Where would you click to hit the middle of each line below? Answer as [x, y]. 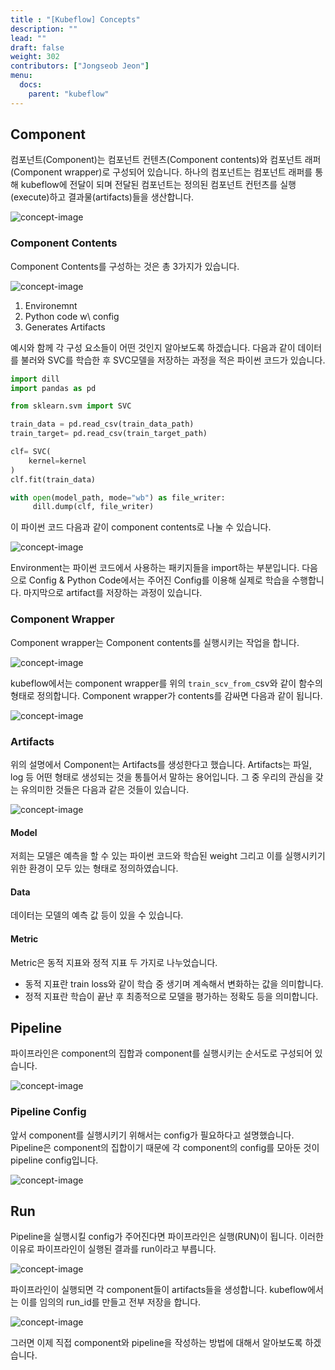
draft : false [37, 47]
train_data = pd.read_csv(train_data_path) [102, 424]
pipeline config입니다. [54, 1160]
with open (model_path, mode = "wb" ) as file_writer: [118, 497]
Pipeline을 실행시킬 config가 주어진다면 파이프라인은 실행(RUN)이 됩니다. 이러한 [167, 1237]
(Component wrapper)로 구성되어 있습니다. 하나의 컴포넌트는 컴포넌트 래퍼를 [161, 172]
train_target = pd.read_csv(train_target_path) [109, 434]
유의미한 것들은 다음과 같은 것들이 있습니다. [105, 789]
